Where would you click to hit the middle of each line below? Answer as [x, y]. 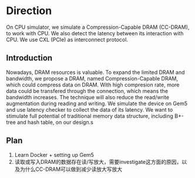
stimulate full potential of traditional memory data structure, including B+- [95, 116]
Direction [29, 11]
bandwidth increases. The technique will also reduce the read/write [88, 97]
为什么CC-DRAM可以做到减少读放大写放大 [71, 169]
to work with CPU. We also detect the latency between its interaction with [95, 33]
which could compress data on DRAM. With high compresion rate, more [93, 85]
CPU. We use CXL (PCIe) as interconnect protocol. [67, 39]
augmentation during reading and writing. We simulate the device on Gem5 [97, 103]
